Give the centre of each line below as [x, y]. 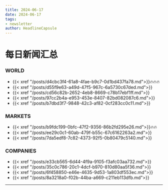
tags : [11, 19]
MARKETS [18, 116]
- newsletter [19, 24]
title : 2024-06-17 [24, 10]
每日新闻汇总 [32, 55]
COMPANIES [21, 150]
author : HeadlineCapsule [31, 28]
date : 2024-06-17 [23, 14]
